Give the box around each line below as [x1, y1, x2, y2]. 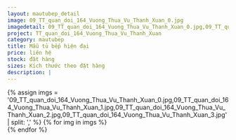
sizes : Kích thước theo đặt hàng [7, 62, 105, 69]
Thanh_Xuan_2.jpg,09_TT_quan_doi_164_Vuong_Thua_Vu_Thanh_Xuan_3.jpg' [7, 110, 228, 119]
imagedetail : [7, 23, 46, 30]
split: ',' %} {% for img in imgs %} [11, 118, 107, 126]
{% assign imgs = [7, 88, 58, 97]
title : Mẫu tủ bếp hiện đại [7, 43, 90, 50]
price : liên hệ [7, 50, 52, 57]
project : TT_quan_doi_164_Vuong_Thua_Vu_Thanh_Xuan [7, 29, 162, 37]
